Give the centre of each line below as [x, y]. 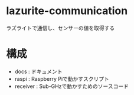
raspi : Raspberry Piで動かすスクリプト [62, 78]
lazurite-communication [67, 11]
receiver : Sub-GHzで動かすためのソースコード [71, 86]
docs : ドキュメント [39, 71]
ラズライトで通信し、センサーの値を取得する [61, 28]
